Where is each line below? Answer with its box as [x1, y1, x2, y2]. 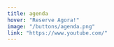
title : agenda [7, 10, 49, 17]
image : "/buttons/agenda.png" [7, 23, 96, 30]
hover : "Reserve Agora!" [7, 17, 80, 23]
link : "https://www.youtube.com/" [7, 29, 108, 37]
